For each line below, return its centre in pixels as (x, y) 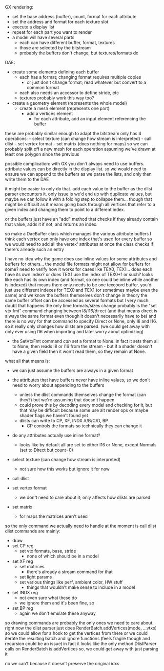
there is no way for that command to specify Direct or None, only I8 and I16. (81, 321)
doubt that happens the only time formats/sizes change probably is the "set (81, 306)
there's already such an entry (35, 249)
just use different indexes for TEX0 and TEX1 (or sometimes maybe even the (82, 290)
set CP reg (23, 546)
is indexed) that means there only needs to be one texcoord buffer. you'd (78, 285)
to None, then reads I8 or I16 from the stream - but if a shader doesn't (82, 346)
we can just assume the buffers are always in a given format (72, 370)
